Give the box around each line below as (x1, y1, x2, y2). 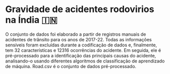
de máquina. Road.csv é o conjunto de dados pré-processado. (5, 63, 136, 69)
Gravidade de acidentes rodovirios (5, 4, 154, 15)
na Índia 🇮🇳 (5, 14, 58, 26)
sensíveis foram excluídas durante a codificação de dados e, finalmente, (5, 42, 157, 48)
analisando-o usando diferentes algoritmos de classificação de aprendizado (5, 58, 165, 64)
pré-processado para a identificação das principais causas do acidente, (5, 52, 156, 58)
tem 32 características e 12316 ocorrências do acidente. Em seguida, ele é (5, 47, 161, 53)
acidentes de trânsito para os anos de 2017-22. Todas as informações (5, 36, 152, 42)
